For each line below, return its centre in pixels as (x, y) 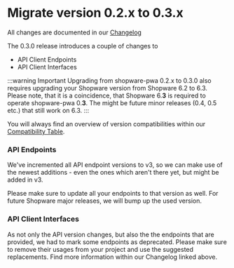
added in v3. (25, 180)
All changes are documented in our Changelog (75, 32)
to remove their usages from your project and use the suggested (101, 249)
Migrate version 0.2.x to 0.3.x (95, 13)
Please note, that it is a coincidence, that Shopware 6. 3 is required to (107, 95)
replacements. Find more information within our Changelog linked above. (112, 257)
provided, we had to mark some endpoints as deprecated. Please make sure (117, 242)
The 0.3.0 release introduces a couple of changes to (83, 46)
